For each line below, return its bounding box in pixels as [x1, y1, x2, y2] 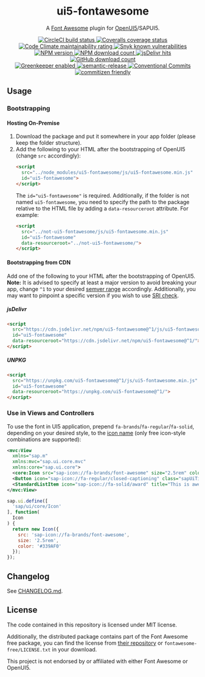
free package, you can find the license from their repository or [7, 639, 163, 647]
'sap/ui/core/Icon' [12, 503, 62, 510]
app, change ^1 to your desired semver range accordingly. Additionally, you [7, 285, 196, 292]
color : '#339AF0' [18, 543, 62, 549]
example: [15, 211, 39, 218]
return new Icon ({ [12, 526, 60, 532]
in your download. [52, 645, 97, 653]
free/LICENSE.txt [7, 647, 51, 653]
